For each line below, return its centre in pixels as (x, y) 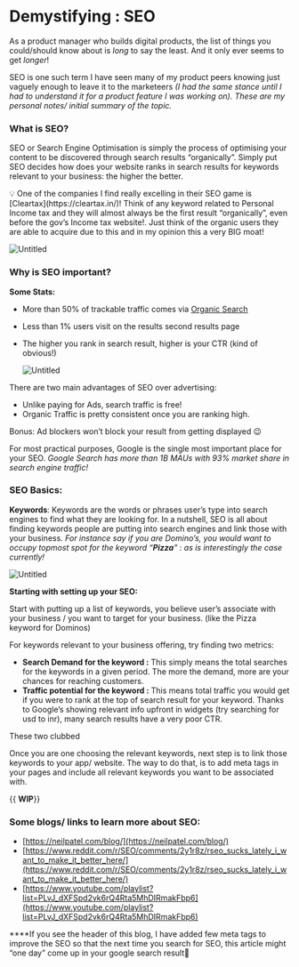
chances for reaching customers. (83, 681)
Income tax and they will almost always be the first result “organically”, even (148, 213)
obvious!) (39, 352)
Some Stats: (32, 292)
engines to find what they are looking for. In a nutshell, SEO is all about (138, 519)
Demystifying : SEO (82, 16)
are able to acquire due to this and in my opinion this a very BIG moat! (137, 232)
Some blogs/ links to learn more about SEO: (105, 822)
